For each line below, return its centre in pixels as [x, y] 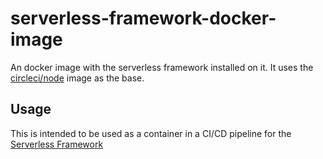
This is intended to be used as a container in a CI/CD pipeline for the [151, 133]
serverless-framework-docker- [143, 18]
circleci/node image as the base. [77, 78]
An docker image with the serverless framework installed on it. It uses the [162, 67]
